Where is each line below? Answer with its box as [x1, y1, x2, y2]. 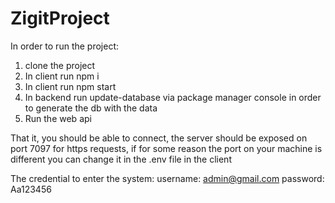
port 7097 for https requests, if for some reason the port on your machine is [10, 142, 323, 154]
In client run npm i [24, 70, 100, 82]
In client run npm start [24, 80, 117, 92]
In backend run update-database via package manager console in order [24, 91, 322, 103]
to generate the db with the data [24, 102, 158, 114]
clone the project [24, 59, 96, 71]
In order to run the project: [10, 40, 120, 52]
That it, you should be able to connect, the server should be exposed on [10, 132, 308, 144]
